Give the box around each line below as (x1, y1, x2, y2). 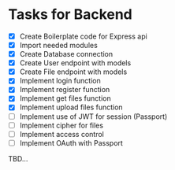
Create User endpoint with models (19, 58, 132, 68)
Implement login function (19, 76, 101, 86)
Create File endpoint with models (19, 67, 128, 76)
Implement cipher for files (19, 120, 104, 130)
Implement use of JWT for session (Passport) (19, 112, 168, 121)
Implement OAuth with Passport (19, 138, 124, 147)
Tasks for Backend (8, 6, 132, 24)
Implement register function (19, 85, 110, 94)
